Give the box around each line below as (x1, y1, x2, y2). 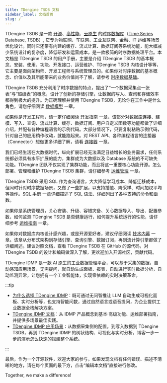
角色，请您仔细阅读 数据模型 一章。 (5, 103, 78, 109)
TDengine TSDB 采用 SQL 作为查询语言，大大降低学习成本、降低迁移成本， (5, 178, 159, 184)
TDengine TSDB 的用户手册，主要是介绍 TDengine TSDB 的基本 (19, 56, 150, 62)
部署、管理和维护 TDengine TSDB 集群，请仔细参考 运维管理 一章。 (5, 168, 143, 174)
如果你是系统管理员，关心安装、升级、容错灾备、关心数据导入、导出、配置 (5, 208, 158, 214)
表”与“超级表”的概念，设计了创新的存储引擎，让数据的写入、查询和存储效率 (5, 91, 159, 97)
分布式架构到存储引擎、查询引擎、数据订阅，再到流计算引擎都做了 (26, 237, 162, 243)
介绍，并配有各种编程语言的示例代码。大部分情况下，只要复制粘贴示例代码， (5, 126, 162, 132)
